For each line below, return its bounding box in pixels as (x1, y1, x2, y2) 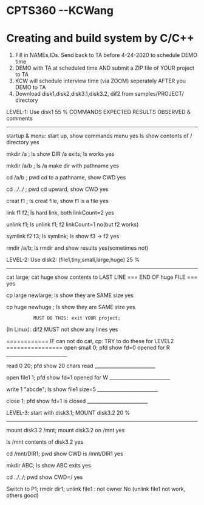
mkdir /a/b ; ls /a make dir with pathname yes (6, 162, 120, 170)
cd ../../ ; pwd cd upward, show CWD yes (6, 186, 109, 193)
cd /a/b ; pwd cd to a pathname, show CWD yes (6, 174, 126, 181)
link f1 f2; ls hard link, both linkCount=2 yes (6, 209, 114, 216)
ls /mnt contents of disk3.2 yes (6, 438, 84, 446)
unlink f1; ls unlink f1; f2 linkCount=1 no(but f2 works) (6, 221, 139, 228)
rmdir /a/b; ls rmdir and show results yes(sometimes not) (6, 244, 149, 252)
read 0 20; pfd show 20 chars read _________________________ (6, 362, 156, 370)
